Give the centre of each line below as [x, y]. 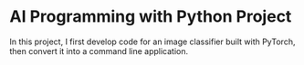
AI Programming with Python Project [151, 17]
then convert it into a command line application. [99, 51]
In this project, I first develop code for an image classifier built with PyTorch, [152, 42]
